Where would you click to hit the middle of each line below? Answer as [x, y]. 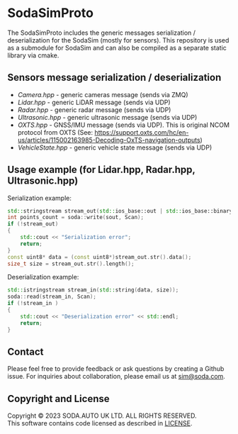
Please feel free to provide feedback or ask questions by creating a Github [116, 369]
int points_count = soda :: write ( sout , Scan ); [75, 218]
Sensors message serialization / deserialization [114, 78]
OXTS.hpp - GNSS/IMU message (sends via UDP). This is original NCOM [124, 125]
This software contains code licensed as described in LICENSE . [100, 423]
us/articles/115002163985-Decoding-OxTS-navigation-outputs [109, 140]
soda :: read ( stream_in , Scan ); [52, 297]
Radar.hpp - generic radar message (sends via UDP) [94, 110]
